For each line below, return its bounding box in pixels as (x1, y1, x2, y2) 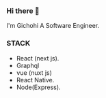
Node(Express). (16, 83, 61, 91)
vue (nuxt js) (16, 68, 53, 77)
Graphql (16, 61, 40, 69)
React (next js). (16, 54, 59, 62)
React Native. (16, 76, 55, 84)
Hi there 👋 (6, 6, 40, 16)
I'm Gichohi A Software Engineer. (6, 22, 100, 30)
